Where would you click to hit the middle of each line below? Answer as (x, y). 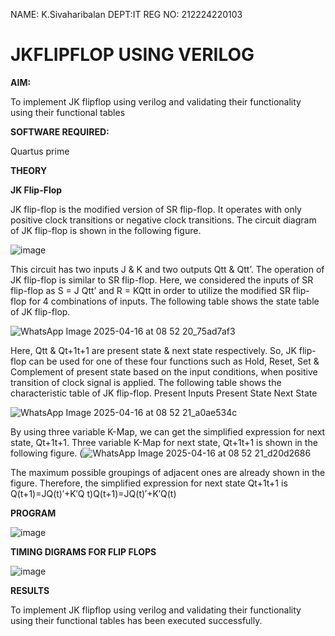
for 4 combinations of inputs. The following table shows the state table (174, 301)
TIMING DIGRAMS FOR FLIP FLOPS (83, 551)
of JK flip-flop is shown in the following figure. (106, 230)
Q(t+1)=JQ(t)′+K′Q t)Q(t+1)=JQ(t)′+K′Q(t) (93, 493)
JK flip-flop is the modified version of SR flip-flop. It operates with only (156, 209)
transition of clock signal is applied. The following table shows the (146, 382)
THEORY (29, 170)
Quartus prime (40, 151)
